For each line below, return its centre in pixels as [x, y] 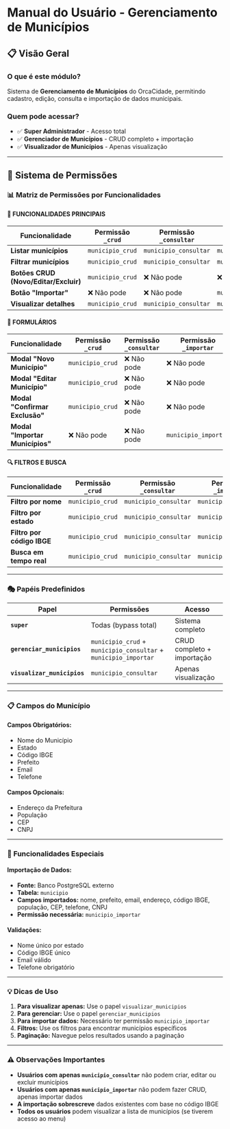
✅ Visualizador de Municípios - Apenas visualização [92, 147]
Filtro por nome [36, 502]
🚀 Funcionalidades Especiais [55, 854]
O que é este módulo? [44, 76]
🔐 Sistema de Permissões [62, 175]
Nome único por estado [50, 946]
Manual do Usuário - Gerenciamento [112, 13]
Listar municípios [39, 251]
